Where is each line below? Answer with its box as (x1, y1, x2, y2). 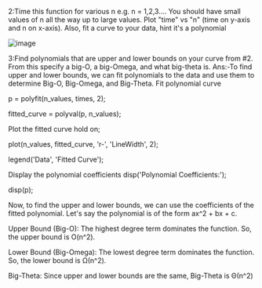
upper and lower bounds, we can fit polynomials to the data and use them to (8, 71, 255, 79)
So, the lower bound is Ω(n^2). (8, 256, 107, 265)
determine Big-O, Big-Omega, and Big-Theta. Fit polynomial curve (8, 78, 222, 88)
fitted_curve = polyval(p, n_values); (8, 109, 122, 118)
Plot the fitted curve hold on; (8, 125, 100, 133)
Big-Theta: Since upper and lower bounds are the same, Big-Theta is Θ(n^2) (8, 271, 253, 280)
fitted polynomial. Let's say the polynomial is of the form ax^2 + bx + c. (8, 209, 238, 218)
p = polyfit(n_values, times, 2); (8, 94, 106, 103)
